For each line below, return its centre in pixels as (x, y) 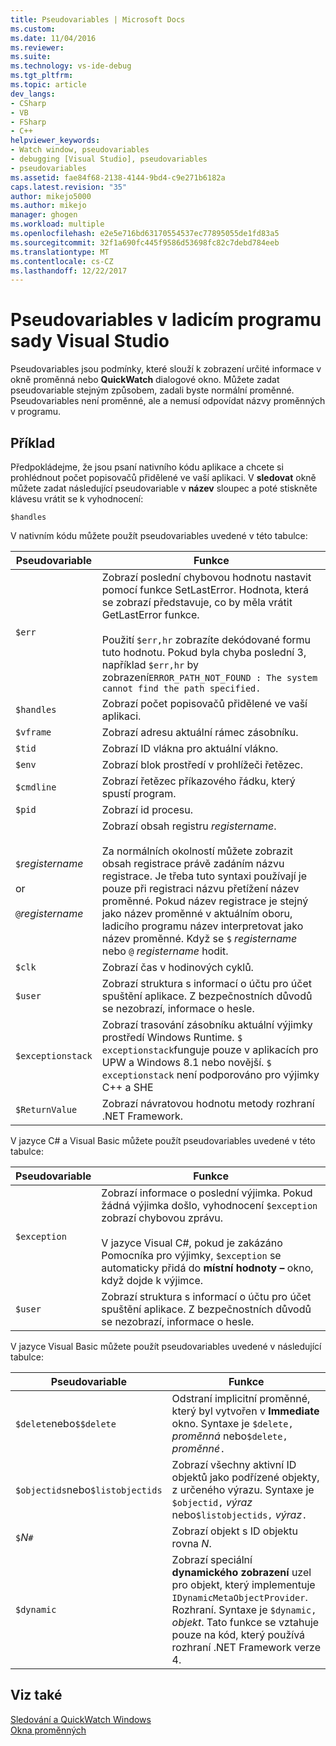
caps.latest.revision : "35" (69, 187)
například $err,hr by (150, 664)
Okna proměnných (48, 1730)
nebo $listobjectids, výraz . (239, 1514)
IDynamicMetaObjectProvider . (239, 1597)
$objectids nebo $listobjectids (89, 1489)
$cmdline (36, 787)
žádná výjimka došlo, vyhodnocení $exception (209, 1205)
